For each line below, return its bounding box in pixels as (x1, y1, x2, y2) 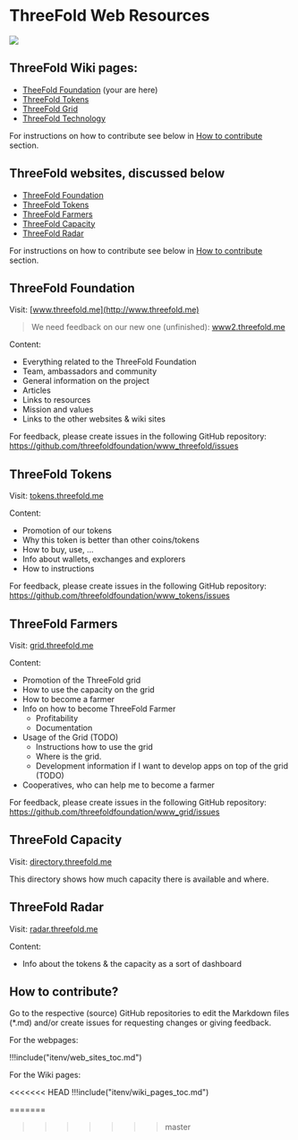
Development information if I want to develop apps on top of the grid (35, 761, 289, 771)
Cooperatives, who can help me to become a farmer (21, 779, 215, 790)
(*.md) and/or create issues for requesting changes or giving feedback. (9, 1017, 271, 1028)
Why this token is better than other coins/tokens (21, 535, 200, 545)
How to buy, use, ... (21, 544, 94, 555)
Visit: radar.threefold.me (9, 923, 98, 934)
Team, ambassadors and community (21, 366, 158, 377)
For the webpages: (9, 1035, 79, 1046)
